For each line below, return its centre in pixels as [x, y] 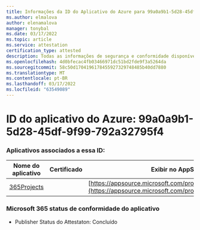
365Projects [26, 187]
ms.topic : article [29, 39]
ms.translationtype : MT [36, 73]
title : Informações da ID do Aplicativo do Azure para [76, 12]
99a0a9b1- [166, 119]
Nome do [26, 166]
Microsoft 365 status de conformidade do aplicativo [83, 208]
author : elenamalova [32, 23]
